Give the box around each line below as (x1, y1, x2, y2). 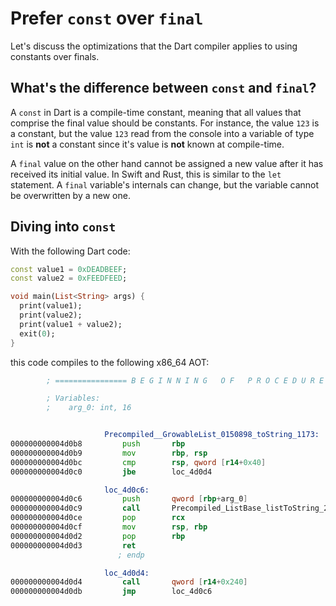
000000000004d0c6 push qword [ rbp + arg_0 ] (10, 494, 248, 504)
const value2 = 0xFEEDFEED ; (10, 273, 128, 284)
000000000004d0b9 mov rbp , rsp (10, 448, 208, 458)
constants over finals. (10, 50, 100, 62)
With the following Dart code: (10, 245, 131, 257)
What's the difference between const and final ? (10, 80, 317, 97)
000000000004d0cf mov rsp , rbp (10, 522, 208, 532)
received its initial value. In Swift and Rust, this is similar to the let (10, 168, 282, 180)
